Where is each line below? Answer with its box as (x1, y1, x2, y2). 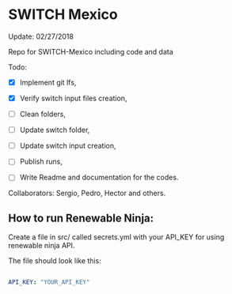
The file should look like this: (8, 256, 101, 266)
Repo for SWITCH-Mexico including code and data (8, 47, 174, 56)
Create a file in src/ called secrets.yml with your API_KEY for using (8, 232, 225, 242)
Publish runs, (19, 156, 63, 167)
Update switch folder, (19, 125, 90, 135)
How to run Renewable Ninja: (8, 211, 154, 224)
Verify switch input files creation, (19, 93, 127, 103)
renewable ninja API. (8, 241, 75, 251)
